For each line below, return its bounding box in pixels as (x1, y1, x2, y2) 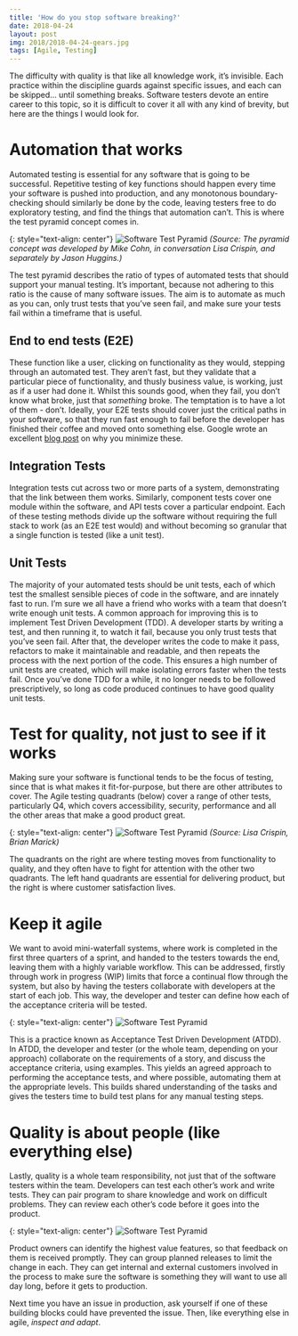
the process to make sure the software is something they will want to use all (9, 1271, 287, 1283)
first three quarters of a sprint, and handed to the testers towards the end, (9, 952, 280, 963)
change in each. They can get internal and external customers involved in (9, 1262, 278, 1273)
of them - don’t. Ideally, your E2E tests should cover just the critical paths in (9, 404, 286, 415)
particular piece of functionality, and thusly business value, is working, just (9, 376, 283, 387)
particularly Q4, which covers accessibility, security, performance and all (9, 801, 277, 811)
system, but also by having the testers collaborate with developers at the (9, 981, 276, 991)
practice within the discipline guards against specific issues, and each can (9, 80, 282, 91)
